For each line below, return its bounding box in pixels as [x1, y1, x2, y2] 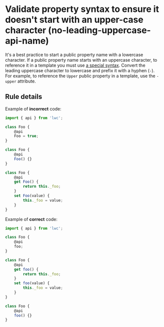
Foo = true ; [14, 133, 39, 139]
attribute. [17, 78, 36, 84]
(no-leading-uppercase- [48, 25, 151, 36]
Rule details [5, 93, 42, 101]
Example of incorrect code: [5, 106, 62, 111]
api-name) [5, 35, 49, 47]
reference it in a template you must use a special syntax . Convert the [5, 62, 146, 68]
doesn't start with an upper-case [5, 14, 144, 25]
